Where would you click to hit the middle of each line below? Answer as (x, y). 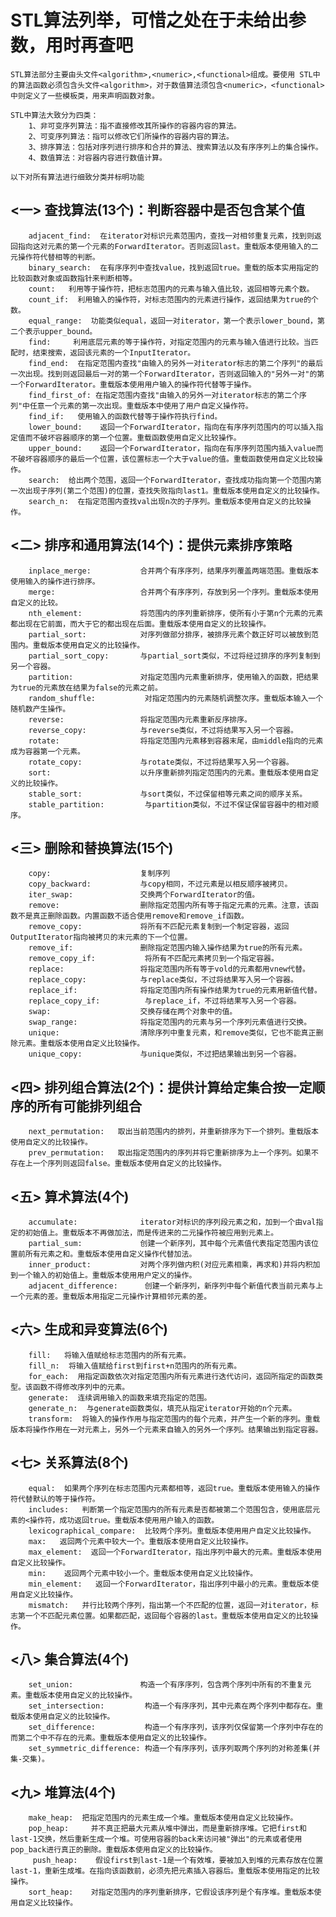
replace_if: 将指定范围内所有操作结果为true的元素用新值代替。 (175, 991)
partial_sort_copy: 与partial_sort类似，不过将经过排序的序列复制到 (174, 656)
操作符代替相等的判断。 (58, 257)
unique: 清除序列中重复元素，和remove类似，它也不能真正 (172, 1033)
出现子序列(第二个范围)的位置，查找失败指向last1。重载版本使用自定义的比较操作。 (174, 491)
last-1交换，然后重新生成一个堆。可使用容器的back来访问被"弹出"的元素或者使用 (156, 1839)
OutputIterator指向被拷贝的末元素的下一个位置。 (101, 937)
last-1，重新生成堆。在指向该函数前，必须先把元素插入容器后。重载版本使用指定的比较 (165, 1871)
